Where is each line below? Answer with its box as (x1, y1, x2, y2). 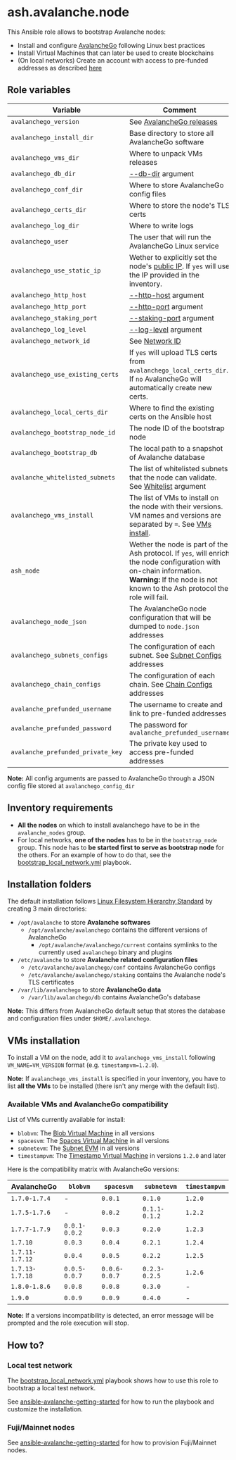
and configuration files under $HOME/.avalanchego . (7, 1014, 152, 1023)
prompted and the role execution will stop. (7, 1318, 130, 1328)
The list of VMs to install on (129, 492, 219, 502)
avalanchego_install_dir (11, 133, 94, 142)
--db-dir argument (129, 168, 195, 178)
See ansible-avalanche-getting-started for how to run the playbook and (7, 1397, 214, 1406)
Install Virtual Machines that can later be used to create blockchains (17, 49, 214, 57)
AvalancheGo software (129, 137, 204, 146)
